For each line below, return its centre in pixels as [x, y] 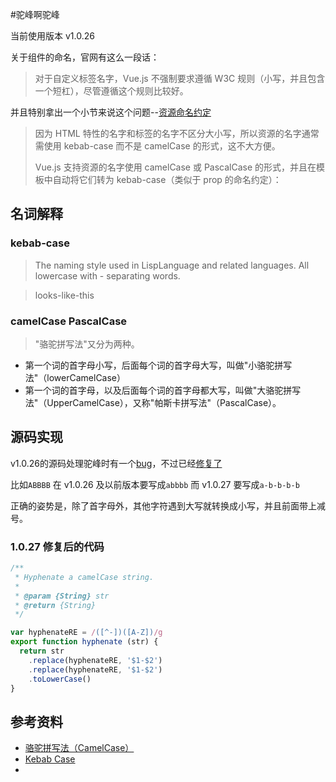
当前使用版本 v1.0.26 [52, 36]
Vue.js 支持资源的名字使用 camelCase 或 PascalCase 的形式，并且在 [175, 167]
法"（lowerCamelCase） [75, 377]
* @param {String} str [62, 596]
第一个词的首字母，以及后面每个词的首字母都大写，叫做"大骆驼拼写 [163, 390]
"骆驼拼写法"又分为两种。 [87, 344]
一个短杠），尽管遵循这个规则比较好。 [111, 91]
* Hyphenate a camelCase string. [84, 577]
